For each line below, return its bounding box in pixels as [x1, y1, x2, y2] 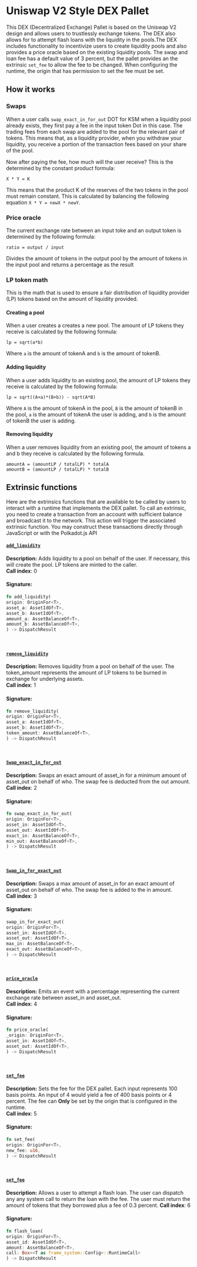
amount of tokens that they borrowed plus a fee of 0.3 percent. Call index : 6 [6, 1202, 191, 1209]
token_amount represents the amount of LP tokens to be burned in [6, 669, 167, 676]
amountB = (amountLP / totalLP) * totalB [6, 467, 109, 472]
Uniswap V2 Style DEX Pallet [6, 4, 149, 18]
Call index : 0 [6, 567, 37, 574]
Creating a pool [6, 309, 45, 316]
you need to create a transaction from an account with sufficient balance [6, 511, 182, 518]
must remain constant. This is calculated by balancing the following [6, 193, 169, 200]
